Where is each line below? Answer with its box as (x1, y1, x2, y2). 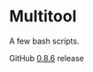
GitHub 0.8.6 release (9, 52, 84, 63)
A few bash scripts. (9, 36, 80, 46)
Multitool (9, 6, 77, 27)
